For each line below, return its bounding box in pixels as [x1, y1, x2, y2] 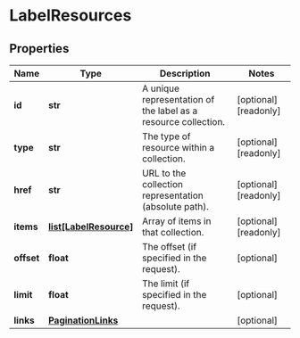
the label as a [141, 104, 198, 117]
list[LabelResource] [47, 220, 134, 233]
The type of [141, 130, 191, 143]
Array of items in [141, 215, 212, 227]
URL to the [141, 167, 187, 179]
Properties [9, 41, 70, 56]
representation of [141, 94, 215, 105]
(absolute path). [141, 201, 210, 212]
